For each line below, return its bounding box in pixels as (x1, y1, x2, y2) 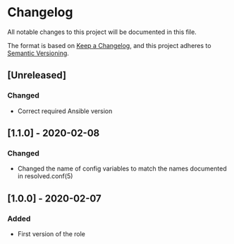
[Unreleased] (7, 69, 67, 81)
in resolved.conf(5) (17, 172, 73, 180)
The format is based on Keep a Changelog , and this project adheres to (7, 41, 211, 50)
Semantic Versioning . (7, 49, 69, 57)
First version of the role (17, 230, 86, 238)
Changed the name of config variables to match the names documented (17, 164, 227, 173)
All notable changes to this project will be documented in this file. (7, 28, 197, 36)
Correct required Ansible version (17, 107, 113, 115)
